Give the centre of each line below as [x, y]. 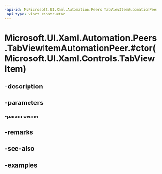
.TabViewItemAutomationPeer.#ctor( [80, 48]
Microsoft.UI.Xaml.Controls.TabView [80, 58]
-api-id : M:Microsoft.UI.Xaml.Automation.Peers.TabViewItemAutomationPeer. [82, 9]
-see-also [20, 149]
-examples [21, 165]
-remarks [19, 132]
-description [24, 87]
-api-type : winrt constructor [35, 14]
